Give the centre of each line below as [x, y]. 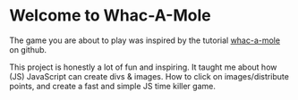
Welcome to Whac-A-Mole [111, 16]
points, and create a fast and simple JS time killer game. [113, 86]
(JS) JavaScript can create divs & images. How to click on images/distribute [149, 76]
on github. [28, 49]
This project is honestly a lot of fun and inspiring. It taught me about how [143, 67]
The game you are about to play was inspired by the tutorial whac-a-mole [145, 40]
